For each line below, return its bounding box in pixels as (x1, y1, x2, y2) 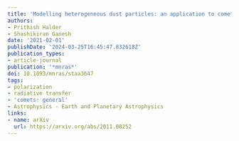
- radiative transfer (7, 90, 72, 97)
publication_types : (7, 51, 65, 58)
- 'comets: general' (7, 97, 69, 104)
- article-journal (7, 57, 62, 64)
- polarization (7, 83, 53, 90)
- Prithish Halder (7, 23, 62, 31)
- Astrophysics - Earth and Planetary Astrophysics (7, 103, 164, 110)
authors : (7, 17, 33, 24)
